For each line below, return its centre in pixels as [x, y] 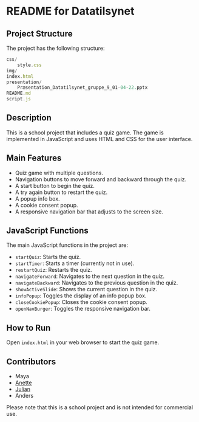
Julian [22, 389]
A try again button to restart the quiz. [61, 192]
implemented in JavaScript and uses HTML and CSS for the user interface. [99, 139]
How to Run [29, 327]
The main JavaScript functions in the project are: [67, 245]
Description [29, 118]
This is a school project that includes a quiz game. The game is [85, 133]
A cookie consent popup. [46, 205]
